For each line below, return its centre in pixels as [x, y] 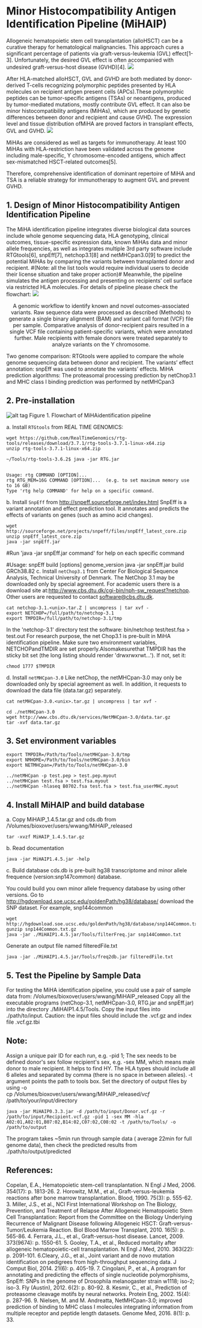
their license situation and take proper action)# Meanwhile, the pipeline [94, 274]
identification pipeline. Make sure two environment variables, [82, 642]
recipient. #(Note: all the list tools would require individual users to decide [97, 267]
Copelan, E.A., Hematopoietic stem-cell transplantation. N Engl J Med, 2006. [101, 1185]
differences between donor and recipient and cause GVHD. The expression [99, 117]
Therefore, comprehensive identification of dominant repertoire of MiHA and [101, 173]
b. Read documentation [35, 848]
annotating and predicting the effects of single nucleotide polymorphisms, [98, 1274]
